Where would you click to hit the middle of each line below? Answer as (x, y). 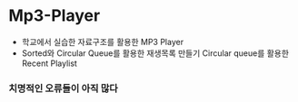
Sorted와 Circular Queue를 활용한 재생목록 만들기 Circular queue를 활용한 (155, 53)
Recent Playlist (50, 63)
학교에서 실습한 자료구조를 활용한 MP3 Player (102, 42)
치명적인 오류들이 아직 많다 (64, 88)
